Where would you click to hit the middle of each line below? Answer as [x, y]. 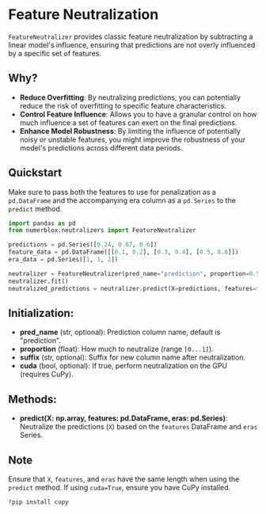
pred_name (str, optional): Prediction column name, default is [120, 332]
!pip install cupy [38, 502]
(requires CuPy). [46, 375]
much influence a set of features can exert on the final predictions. [128, 122]
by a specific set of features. [55, 53]
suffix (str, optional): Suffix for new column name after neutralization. [133, 357]
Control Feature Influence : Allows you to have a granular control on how [138, 114]
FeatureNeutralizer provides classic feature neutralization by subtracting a [131, 36]
